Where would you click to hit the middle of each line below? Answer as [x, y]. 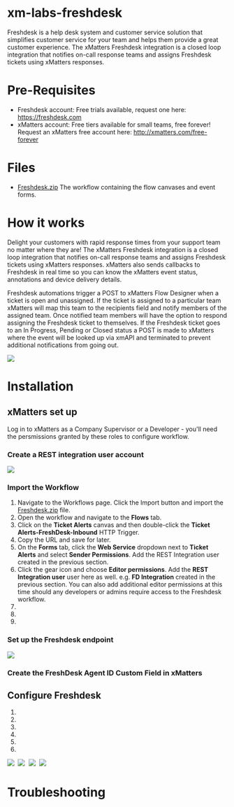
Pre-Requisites [51, 91]
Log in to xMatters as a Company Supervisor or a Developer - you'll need [112, 429]
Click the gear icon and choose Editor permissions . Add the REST [113, 570]
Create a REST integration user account [76, 454]
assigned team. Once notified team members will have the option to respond [117, 315]
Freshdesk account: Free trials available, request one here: [102, 109]
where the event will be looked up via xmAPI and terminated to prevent [109, 337]
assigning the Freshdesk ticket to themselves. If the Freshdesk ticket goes [114, 323]
